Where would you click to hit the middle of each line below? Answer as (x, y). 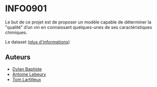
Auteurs (18, 57)
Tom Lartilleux (27, 79)
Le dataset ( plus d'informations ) (38, 42)
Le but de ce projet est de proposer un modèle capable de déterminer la (78, 22)
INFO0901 (26, 9)
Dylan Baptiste (27, 69)
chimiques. (16, 32)
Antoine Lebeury (29, 74)
